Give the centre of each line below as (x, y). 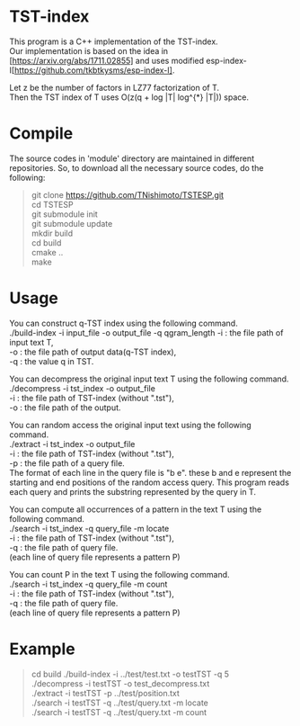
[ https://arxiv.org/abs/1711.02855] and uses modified (107, 60)
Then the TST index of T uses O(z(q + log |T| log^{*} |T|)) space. (129, 97)
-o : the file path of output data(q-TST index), (93, 352)
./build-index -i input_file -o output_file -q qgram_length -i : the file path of (146, 332)
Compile (41, 134)
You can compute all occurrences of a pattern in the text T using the (136, 509)
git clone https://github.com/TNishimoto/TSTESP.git (128, 194)
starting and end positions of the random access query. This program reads (150, 482)
